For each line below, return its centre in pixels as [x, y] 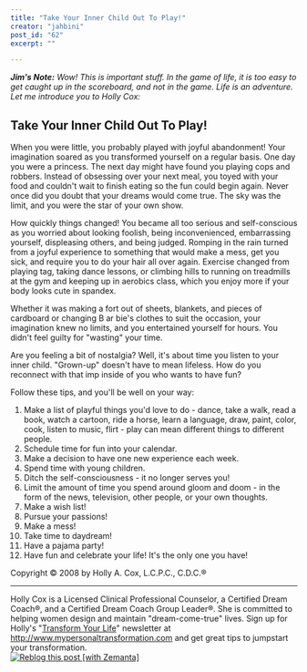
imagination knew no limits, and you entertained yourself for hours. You [144, 328]
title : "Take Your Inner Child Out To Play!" [98, 18]
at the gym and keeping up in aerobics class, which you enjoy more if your [150, 281]
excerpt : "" [33, 43]
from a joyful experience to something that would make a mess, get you [145, 253]
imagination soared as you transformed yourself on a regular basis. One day [153, 157]
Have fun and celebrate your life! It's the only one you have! [136, 555]
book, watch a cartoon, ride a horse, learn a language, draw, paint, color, [160, 419]
